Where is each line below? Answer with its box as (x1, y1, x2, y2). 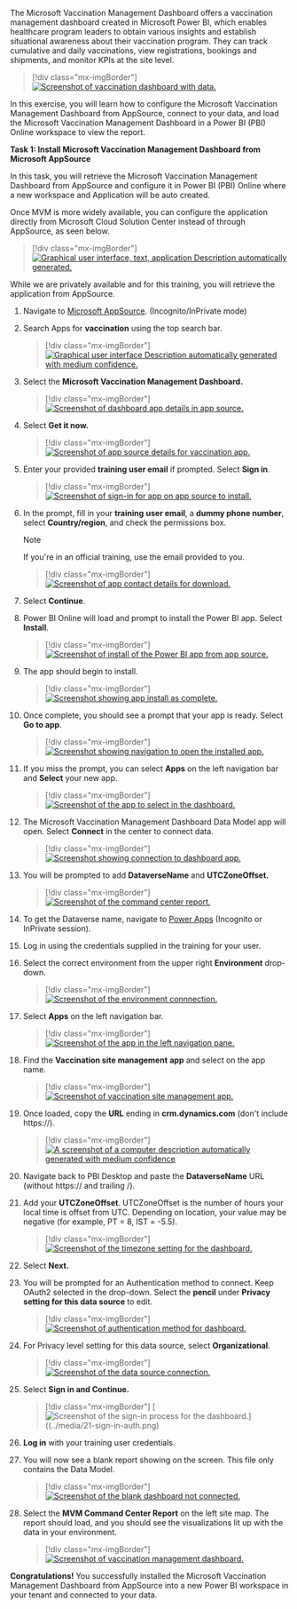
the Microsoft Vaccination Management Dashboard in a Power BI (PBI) (10, 117, 266, 128)
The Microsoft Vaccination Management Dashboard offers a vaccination (10, 8, 273, 18)
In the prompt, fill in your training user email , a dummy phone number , (22, 508, 285, 518)
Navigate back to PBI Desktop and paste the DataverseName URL (22, 1171, 265, 1181)
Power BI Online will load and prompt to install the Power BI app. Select (22, 613, 283, 623)
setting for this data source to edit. (22, 1296, 153, 1307)
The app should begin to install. (22, 666, 138, 676)
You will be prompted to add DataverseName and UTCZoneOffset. (22, 870, 270, 880)
